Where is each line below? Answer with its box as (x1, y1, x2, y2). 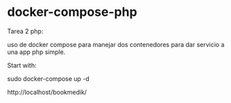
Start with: (7, 61, 37, 69)
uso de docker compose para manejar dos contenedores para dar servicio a (7, 40, 225, 48)
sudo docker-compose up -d (7, 74, 90, 83)
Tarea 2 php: (7, 27, 44, 35)
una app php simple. (7, 48, 66, 56)
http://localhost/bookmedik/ (7, 88, 87, 96)
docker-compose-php (7, 4, 137, 20)
